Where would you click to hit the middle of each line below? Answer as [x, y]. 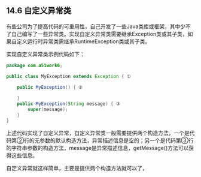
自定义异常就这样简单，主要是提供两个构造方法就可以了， [77, 168]
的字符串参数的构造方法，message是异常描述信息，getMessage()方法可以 [98, 148]
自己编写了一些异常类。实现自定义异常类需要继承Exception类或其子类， [100, 34]
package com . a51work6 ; [34, 65]
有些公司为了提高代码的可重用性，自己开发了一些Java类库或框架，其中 [93, 26]
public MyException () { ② [50, 88]
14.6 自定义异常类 [39, 11]
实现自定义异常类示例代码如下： [45, 54]
